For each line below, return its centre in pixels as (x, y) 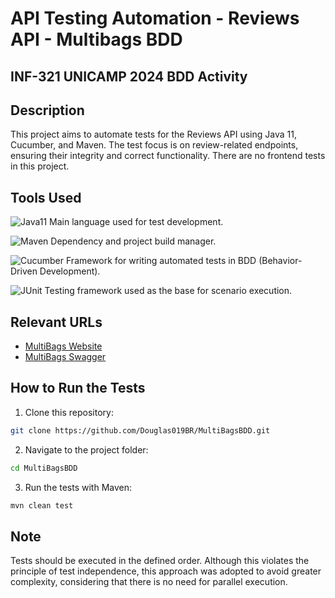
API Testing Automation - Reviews (155, 18)
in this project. (40, 166)
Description (47, 110)
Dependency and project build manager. (133, 241)
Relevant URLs (56, 322)
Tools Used (46, 197)
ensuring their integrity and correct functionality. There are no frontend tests (168, 156)
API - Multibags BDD (96, 39)
